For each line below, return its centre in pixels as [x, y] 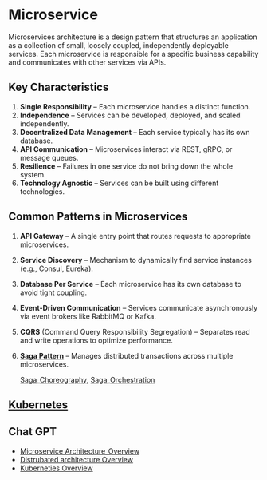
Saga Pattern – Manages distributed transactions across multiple [126, 355]
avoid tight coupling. [53, 292]
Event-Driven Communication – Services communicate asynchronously [138, 307]
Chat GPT [33, 432]
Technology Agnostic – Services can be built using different [119, 183]
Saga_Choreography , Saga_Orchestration [87, 379]
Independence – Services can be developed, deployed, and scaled [130, 115]
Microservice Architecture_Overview [80, 451]
